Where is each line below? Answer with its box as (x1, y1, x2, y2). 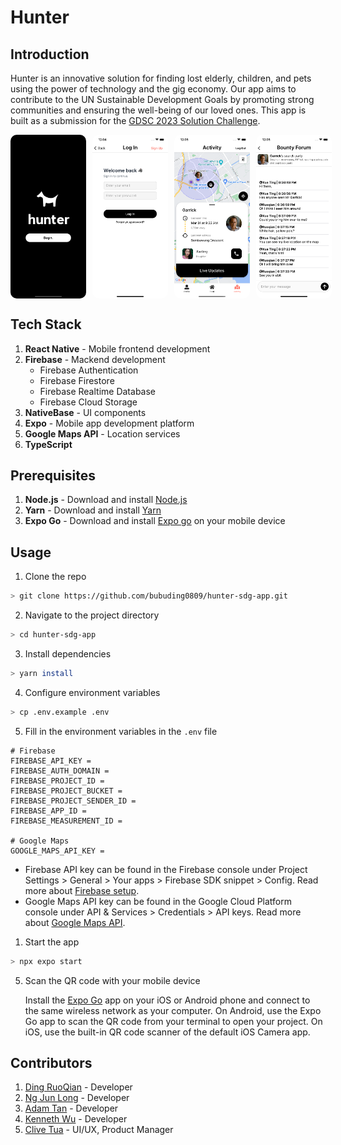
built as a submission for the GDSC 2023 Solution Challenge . (10, 115, 261, 126)
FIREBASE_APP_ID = (10, 806, 87, 816)
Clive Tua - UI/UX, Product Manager (24, 1124, 174, 1136)
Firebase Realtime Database (39, 385, 156, 397)
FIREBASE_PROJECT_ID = (10, 776, 105, 786)
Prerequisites (10, 467, 96, 485)
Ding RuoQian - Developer (24, 1081, 133, 1093)
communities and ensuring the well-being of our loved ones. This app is (10, 104, 307, 116)
